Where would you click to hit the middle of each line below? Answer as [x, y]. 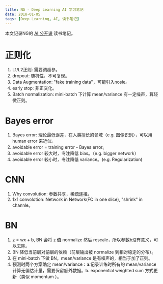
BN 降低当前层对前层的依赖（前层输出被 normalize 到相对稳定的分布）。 [84, 252]
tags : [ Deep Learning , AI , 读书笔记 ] [42, 19]
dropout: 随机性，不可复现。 [41, 76]
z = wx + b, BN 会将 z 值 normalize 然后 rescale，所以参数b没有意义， [83, 240]
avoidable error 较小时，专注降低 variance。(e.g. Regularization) [77, 159]
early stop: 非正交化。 [34, 88]
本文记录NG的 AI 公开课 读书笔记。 [40, 33]
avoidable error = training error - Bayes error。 [59, 147]
